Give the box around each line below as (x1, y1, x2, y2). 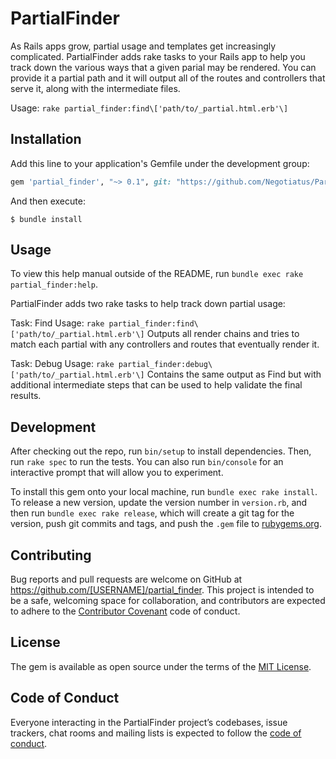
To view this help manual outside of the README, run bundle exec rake (10, 268, 304, 280)
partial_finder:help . (10, 278, 99, 291)
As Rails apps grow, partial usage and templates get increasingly (10, 40, 277, 52)
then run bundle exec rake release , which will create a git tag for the (10, 507, 295, 519)
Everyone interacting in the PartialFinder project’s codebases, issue (10, 716, 288, 728)
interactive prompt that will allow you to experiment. (10, 467, 224, 479)
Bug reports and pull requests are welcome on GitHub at (10, 573, 243, 586)
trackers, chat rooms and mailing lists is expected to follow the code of (10, 727, 302, 739)
